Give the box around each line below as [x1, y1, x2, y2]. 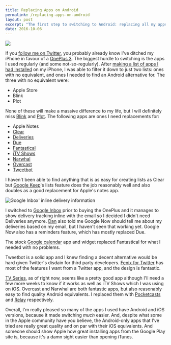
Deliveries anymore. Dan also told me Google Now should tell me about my [5, 218, 162, 224]
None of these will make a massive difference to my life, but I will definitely [5, 108, 162, 114]
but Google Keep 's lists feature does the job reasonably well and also [5, 182, 151, 188]
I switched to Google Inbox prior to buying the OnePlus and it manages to [5, 208, 159, 214]
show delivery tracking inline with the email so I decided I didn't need [5, 213, 150, 219]
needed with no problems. [5, 244, 60, 250]
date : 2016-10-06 [5, 27, 42, 32]
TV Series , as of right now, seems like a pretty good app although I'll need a [5, 275, 164, 281]
